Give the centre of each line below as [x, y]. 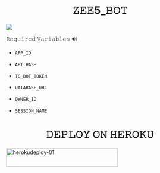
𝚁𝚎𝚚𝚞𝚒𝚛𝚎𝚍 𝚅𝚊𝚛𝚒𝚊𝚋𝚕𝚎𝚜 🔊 [42, 39]
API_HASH [26, 64]
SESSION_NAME [31, 111]
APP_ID [23, 53]
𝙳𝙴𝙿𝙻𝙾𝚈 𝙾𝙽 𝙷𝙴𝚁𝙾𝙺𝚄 [100, 135]
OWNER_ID [26, 99]
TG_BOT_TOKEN [31, 76]
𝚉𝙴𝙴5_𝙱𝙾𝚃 [100, 10]
